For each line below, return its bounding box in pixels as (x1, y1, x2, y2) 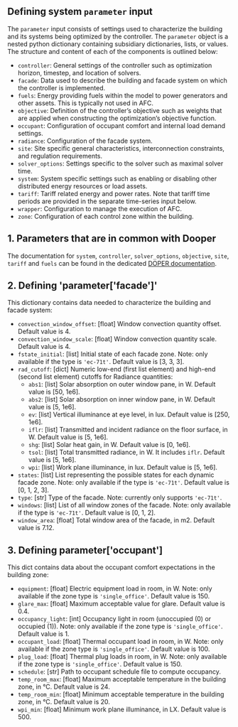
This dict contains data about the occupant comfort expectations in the (7, 563, 215, 571)
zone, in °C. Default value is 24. (17, 682, 110, 691)
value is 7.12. (17, 524, 55, 532)
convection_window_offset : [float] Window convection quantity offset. (17, 320, 222, 328)
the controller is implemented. (17, 83, 105, 92)
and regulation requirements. (17, 151, 103, 160)
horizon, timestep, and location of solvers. (17, 68, 141, 77)
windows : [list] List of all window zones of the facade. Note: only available (17, 501, 231, 510)
